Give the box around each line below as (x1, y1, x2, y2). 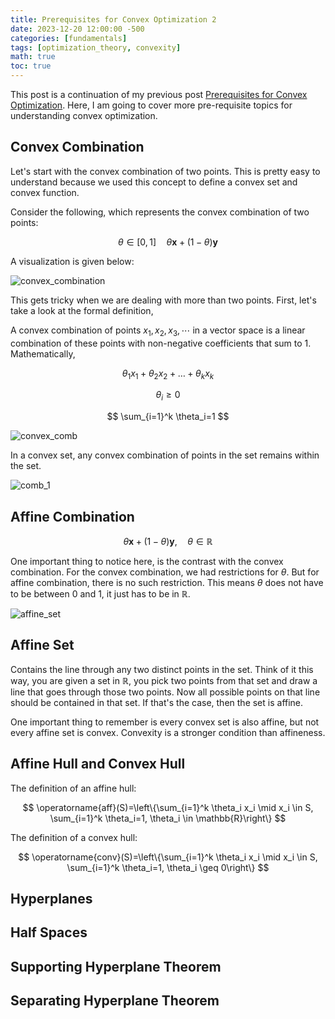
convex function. (10, 186, 80, 198)
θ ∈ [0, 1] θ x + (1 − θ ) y (118, 236, 218, 248)
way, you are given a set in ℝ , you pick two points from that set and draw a (10, 674, 318, 686)
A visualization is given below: (10, 255, 135, 267)
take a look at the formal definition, (10, 304, 154, 316)
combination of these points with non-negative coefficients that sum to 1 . (10, 337, 312, 349)
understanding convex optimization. (10, 110, 158, 121)
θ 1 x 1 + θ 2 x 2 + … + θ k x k (121, 367, 215, 381)
